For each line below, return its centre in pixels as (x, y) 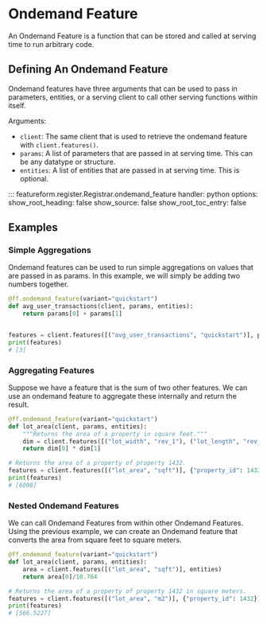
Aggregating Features (52, 370)
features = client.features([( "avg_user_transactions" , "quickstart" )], (131, 335)
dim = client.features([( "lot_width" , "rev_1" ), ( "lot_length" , (131, 441)
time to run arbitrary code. (51, 44)
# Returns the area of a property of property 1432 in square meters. (128, 591)
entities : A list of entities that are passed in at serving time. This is (130, 170)
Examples (33, 228)
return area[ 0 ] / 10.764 (60, 577)
